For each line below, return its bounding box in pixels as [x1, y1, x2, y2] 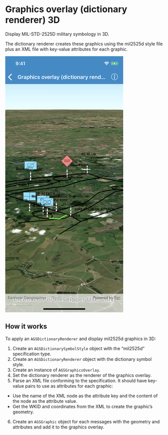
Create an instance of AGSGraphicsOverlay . [12, 367, 101, 373]
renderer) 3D [5, 14, 60, 26]
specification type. [12, 351, 51, 357]
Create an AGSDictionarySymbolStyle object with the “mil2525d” [12, 345, 145, 351]
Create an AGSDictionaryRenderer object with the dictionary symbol [12, 356, 152, 362]
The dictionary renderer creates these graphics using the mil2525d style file [5, 40, 163, 46]
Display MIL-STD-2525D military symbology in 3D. [5, 31, 110, 37]
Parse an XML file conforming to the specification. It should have [12, 377, 147, 384]
